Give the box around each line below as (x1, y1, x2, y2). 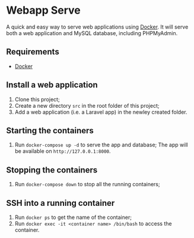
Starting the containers (6, 126, 94, 136)
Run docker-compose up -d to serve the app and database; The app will (14, 141, 188, 149)
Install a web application (6, 80, 98, 90)
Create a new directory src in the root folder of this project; (14, 102, 160, 109)
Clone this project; (14, 96, 61, 103)
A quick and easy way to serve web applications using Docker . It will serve (6, 23, 189, 30)
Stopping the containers (6, 165, 98, 175)
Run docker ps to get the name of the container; (14, 214, 132, 221)
